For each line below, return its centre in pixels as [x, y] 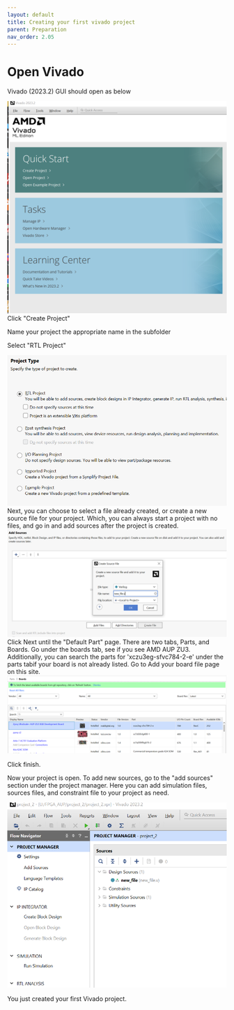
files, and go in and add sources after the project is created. [93, 526]
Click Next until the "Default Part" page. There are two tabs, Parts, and [109, 642]
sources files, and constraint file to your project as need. [88, 793]
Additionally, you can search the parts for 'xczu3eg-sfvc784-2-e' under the [116, 657]
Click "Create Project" [39, 319]
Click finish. [24, 765]
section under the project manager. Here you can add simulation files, [107, 786]
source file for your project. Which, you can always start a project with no [112, 519]
